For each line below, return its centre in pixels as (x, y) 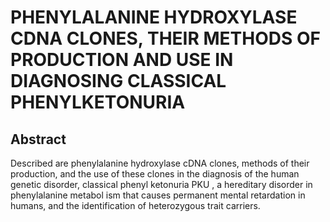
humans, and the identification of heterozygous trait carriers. (135, 205)
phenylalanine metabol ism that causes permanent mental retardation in (158, 195)
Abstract (38, 139)
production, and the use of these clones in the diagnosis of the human (155, 174)
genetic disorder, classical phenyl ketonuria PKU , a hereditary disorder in (161, 184)
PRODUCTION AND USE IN (122, 60)
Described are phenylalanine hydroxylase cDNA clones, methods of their (160, 163)
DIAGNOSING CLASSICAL (118, 81)
